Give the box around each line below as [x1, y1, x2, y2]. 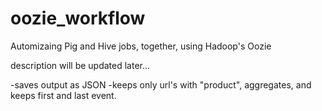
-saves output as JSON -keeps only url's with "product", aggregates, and [10, 78, 312, 91]
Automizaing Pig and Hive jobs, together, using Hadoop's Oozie [10, 40, 272, 52]
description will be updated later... [10, 59, 151, 71]
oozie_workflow [10, 7, 146, 30]
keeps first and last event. [10, 89, 117, 101]
